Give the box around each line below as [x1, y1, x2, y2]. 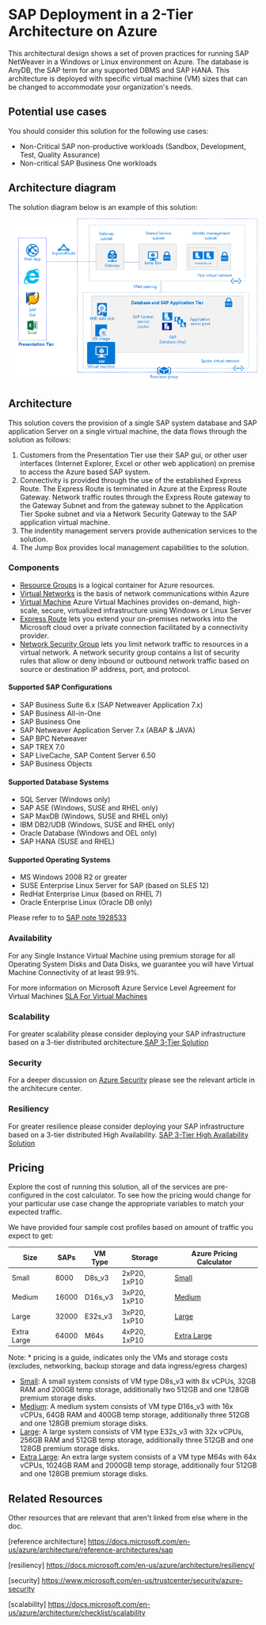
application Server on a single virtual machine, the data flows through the [8, 426, 248, 436]
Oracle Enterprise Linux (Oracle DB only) [19, 898, 153, 907]
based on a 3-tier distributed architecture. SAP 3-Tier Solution [8, 1038, 209, 1047]
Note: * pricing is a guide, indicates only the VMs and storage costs [8, 1353, 228, 1362]
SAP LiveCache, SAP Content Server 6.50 [19, 750, 156, 761]
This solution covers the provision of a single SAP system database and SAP [8, 418, 257, 427]
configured [8, 1190, 44, 1200]
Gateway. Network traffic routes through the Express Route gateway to [19, 492, 251, 502]
